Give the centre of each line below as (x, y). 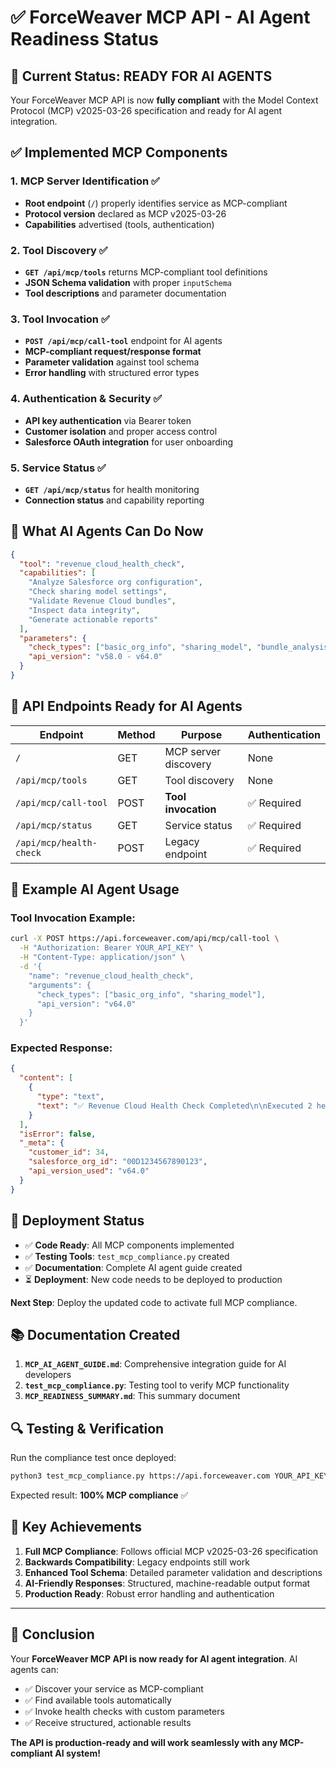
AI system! (77, 1753)
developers (48, 1375)
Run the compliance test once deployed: (93, 1458)
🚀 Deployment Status (77, 1221)
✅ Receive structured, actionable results (108, 1722)
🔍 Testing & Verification (87, 1428)
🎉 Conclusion (52, 1634)
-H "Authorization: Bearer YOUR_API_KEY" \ (111, 948)
